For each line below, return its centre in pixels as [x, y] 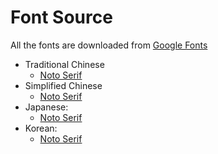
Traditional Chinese [64, 64]
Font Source [61, 17]
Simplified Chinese [63, 85]
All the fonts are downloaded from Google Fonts [109, 45]
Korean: [41, 128]
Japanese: [46, 107]
